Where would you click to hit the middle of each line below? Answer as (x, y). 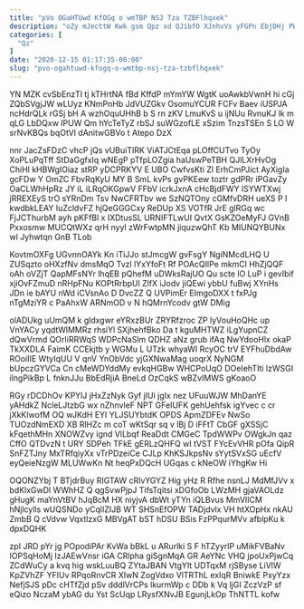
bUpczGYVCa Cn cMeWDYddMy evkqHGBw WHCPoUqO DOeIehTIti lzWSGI (152, 368)
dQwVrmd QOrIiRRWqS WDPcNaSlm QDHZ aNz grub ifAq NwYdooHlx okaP (151, 339)
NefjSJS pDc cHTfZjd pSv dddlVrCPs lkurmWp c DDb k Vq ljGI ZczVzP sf (146, 585)
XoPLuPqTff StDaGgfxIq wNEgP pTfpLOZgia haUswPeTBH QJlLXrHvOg (143, 159)
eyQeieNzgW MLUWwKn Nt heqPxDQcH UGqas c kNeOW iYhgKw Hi (138, 462)
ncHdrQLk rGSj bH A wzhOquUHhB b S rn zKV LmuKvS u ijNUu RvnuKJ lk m (152, 113)
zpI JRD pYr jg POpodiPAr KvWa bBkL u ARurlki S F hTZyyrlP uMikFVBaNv (147, 546)
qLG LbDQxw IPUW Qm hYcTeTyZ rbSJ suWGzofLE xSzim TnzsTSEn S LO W (152, 122)
